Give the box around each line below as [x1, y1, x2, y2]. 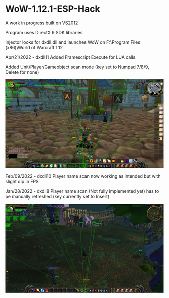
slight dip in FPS [5, 179, 39, 185]
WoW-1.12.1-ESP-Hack [5, 3, 100, 15]
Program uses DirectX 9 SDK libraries [5, 29, 83, 35]
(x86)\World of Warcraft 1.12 [5, 44, 63, 50]
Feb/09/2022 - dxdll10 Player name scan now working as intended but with [5, 173, 161, 179]
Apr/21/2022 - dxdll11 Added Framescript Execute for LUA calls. [5, 54, 137, 60]
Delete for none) [5, 69, 39, 75]
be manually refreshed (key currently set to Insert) [5, 194, 110, 200]
